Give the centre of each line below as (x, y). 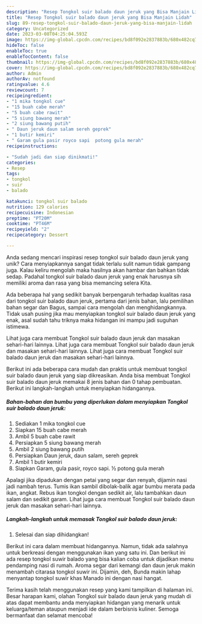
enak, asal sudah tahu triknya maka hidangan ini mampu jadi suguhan (92, 320)
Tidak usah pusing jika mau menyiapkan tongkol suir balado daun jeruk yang (101, 314)
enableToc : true (26, 51)
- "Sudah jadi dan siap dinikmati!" (52, 157)
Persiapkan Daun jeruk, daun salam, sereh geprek (77, 456)
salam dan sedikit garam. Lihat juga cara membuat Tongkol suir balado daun (101, 499)
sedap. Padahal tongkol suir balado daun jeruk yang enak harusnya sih (94, 276)
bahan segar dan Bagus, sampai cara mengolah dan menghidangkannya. (97, 307)
